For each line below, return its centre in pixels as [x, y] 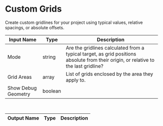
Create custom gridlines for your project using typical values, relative [74, 22]
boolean [52, 91]
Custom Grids [33, 9]
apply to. [76, 80]
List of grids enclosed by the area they [110, 74]
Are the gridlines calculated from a [105, 48]
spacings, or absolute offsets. [35, 27]
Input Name [23, 39]
